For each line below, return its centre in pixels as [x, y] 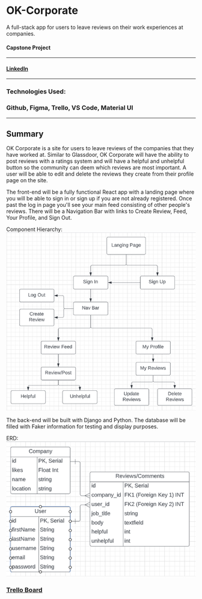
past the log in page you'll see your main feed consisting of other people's [98, 205]
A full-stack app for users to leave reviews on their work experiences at [95, 27]
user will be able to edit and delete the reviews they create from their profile [100, 174]
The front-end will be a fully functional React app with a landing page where [100, 192]
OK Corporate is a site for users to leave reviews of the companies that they [100, 148]
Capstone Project [29, 47]
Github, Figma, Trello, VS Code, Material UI [70, 108]
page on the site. [27, 180]
